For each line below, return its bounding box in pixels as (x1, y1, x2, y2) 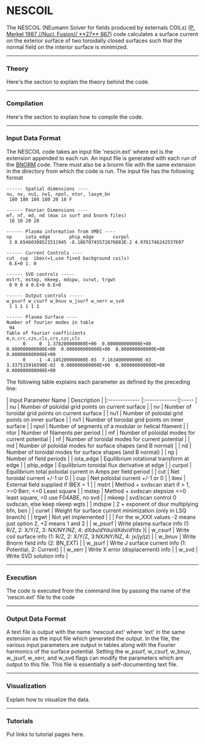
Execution (6, 573, 37, 582)
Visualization (6, 682, 46, 690)
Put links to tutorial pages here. (6, 731, 85, 738)
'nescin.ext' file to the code (6, 594, 75, 601)
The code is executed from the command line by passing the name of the (6, 587, 191, 594)
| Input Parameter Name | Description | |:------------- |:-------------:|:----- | (6, 396, 197, 404)
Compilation (6, 99, 44, 108)
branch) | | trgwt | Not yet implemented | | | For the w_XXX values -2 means (6, 513, 196, 520)
